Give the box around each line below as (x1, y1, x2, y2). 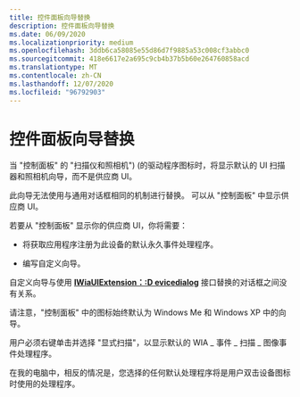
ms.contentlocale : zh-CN (9, 71, 102, 80)
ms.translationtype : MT (9, 63, 98, 72)
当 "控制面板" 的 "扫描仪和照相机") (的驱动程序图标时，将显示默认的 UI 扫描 (9, 160, 286, 170)
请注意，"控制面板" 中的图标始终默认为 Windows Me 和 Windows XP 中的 (9, 307, 279, 318)
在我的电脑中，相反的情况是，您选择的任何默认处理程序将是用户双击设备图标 (9, 368, 291, 378)
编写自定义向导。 (21, 258, 86, 269)
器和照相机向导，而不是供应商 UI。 (9, 171, 137, 182)
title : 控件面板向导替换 (9, 12, 91, 22)
